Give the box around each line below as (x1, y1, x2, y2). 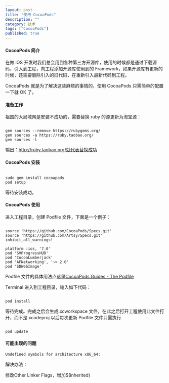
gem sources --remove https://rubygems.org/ (5, 129, 101, 134)
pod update (5, 329, 28, 334)
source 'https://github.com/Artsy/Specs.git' (5, 233, 103, 238)
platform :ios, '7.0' (5, 246, 51, 251)
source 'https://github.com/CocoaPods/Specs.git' (5, 228, 112, 233)
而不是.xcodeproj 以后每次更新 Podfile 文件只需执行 (14, 314, 121, 320)
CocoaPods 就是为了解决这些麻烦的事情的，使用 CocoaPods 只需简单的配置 (5, 83, 164, 89)
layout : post (5, 7, 33, 13)
